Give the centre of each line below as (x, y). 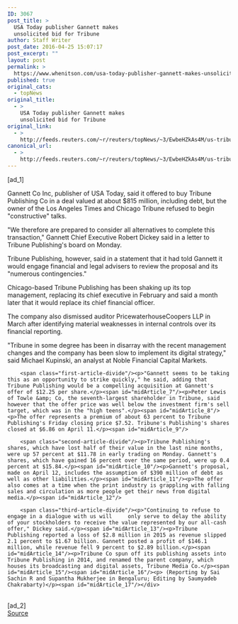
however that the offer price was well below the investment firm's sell (119, 404)
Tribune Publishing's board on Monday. (65, 244)
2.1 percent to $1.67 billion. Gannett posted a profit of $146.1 (107, 541)
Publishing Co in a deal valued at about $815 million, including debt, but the (117, 200)
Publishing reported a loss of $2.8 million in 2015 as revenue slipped (117, 535)
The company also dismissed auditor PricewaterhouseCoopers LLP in (109, 316)
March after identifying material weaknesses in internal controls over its (112, 323)
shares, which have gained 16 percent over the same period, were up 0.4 (119, 460)
